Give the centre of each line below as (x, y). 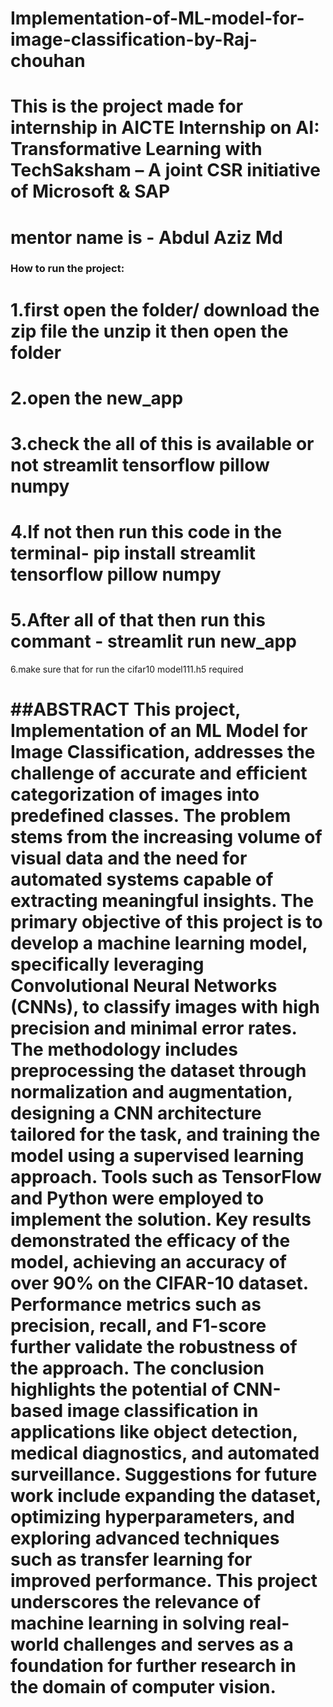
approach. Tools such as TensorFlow (166, 1177)
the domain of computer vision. (143, 1687)
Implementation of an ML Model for (159, 731)
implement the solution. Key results (161, 1219)
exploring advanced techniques (145, 1538)
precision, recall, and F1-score (138, 1326)
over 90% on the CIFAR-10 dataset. (159, 1283)
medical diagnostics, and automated (165, 1453)
